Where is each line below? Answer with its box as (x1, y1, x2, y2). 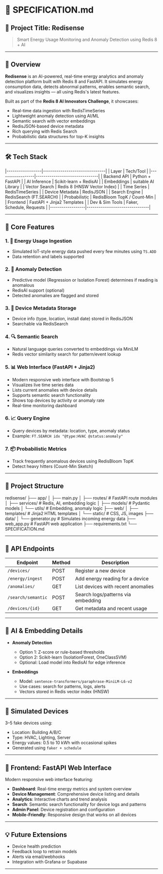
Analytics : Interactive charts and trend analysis (12, 796, 108, 802)
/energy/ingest (7, 576, 43, 581)
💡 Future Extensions (5, 830, 67, 838)
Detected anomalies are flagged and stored (12, 292, 99, 298)
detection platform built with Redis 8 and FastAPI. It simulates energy (5, 78, 143, 84)
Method (51, 559, 71, 566)
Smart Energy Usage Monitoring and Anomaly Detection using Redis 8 (16, 36, 158, 42)
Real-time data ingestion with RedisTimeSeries (12, 107, 105, 113)
